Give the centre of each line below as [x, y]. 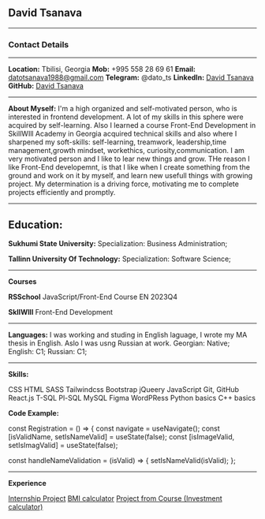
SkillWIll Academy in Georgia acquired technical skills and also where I [123, 134]
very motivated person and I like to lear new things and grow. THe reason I [129, 159]
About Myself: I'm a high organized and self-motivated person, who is [123, 109]
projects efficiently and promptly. [62, 192]
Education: [35, 224]
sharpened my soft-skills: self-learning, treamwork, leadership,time [118, 142]
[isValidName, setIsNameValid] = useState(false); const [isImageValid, [121, 436]
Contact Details [39, 44]
